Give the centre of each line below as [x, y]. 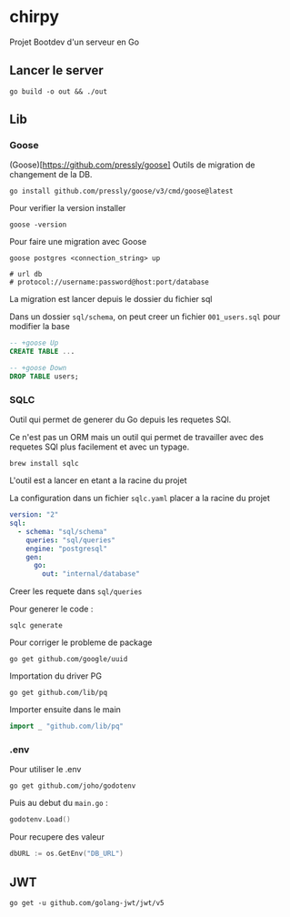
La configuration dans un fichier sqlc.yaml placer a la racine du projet [140, 499]
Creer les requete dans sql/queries [76, 591]
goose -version [38, 225]
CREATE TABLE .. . [42, 352]
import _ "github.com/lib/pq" [67, 726]
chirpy [35, 17]
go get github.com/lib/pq [58, 693]
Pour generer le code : [51, 609]
